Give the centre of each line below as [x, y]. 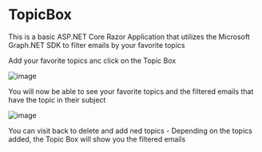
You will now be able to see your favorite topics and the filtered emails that [131, 91]
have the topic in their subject [57, 99]
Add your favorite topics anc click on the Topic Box [92, 60]
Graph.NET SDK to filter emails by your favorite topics [97, 45]
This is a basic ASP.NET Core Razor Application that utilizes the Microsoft [129, 37]
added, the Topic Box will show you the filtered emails [97, 139]
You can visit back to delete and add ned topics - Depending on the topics [131, 131]
